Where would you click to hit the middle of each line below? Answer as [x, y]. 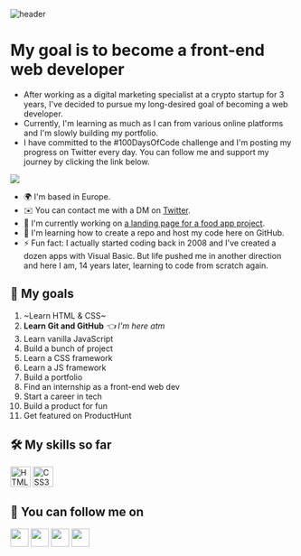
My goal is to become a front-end [137, 51]
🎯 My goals [42, 294]
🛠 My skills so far [61, 445]
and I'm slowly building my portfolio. [91, 133]
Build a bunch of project [68, 348]
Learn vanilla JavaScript [68, 338]
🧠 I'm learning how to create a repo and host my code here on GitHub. [154, 232]
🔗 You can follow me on [77, 511]
